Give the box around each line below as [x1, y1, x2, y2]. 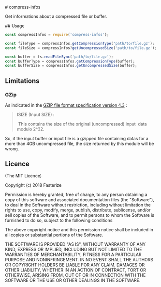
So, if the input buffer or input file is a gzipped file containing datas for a [5, 135, 148, 141]
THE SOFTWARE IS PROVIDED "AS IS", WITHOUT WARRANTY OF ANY [5, 241, 146, 247]
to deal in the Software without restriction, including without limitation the [5, 202, 151, 207]
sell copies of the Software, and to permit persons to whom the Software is [5, 212, 155, 218]
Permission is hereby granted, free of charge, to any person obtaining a [5, 191, 147, 197]
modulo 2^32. [16, 126, 44, 132]
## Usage [5, 23, 25, 29]
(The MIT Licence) [5, 173, 42, 178]
